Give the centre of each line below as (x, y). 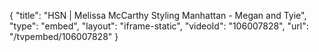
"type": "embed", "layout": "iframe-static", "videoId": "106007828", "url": (159, 26)
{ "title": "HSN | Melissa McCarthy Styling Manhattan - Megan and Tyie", (158, 15)
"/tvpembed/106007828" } (64, 36)
